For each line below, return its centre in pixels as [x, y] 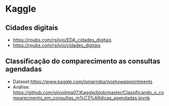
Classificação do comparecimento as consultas [83, 61]
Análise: [21, 87]
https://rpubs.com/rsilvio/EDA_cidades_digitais [62, 40]
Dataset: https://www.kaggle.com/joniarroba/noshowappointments [82, 82]
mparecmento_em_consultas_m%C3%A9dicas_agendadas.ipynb [81, 98]
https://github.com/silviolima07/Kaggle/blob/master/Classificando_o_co [88, 92]
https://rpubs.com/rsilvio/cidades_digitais [57, 45]
